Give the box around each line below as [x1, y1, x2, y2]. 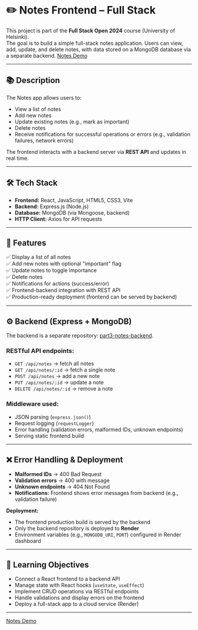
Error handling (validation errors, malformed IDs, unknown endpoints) [14, 426, 184, 433]
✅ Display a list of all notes [6, 254, 71, 261]
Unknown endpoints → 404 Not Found [14, 483, 110, 490]
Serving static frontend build [14, 432, 84, 439]
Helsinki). [6, 33, 29, 40]
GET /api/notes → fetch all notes [14, 360, 94, 367]
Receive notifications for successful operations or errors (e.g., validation [14, 130, 190, 137]
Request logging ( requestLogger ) [14, 419, 94, 426]
